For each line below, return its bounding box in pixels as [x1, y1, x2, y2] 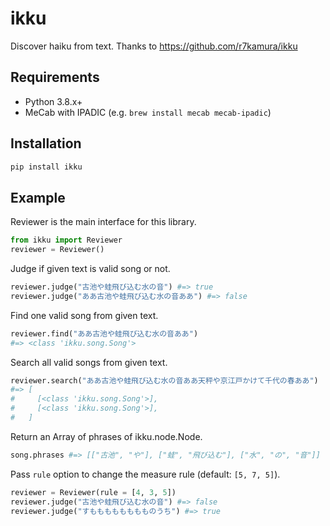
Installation [10, 135, 82, 152]
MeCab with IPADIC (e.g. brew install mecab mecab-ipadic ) [24, 106, 272, 118]
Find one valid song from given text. [10, 309, 159, 321]
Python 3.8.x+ [24, 95, 83, 107]
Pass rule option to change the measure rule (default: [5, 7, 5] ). [10, 468, 281, 480]
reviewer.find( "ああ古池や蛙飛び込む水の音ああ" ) [10, 328, 199, 339]
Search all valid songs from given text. [10, 356, 168, 368]
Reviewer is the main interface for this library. [10, 216, 197, 228]
